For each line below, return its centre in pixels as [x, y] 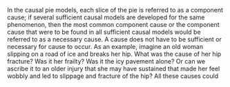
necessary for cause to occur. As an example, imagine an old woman [105, 47]
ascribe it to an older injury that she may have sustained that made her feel [114, 69]
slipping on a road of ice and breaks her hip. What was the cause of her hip [114, 54]
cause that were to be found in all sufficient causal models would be [104, 32]
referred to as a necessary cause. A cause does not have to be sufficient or [115, 39]
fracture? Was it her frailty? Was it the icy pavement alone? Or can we [106, 61]
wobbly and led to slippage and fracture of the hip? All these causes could [113, 76]
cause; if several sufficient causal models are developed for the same [106, 17]
